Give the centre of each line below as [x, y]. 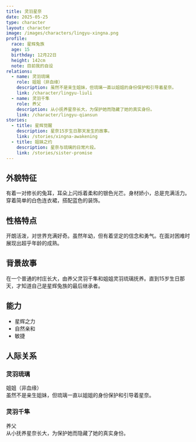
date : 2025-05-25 [27, 17]
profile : [17, 39]
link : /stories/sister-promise [55, 153]
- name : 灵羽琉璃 [31, 77]
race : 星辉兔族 [28, 44]
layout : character [28, 28]
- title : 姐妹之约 [32, 142]
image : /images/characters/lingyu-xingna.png [62, 33]
